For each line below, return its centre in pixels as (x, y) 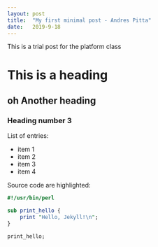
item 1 (26, 149)
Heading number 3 (39, 120)
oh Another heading (52, 100)
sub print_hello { (34, 211)
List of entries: (28, 136)
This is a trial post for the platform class (64, 47)
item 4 (27, 171)
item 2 (27, 157)
